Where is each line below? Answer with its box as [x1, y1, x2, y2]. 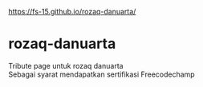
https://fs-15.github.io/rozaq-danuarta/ [8, 7, 136, 16]
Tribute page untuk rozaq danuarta [8, 61, 124, 70]
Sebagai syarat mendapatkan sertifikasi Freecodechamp [8, 69, 195, 79]
